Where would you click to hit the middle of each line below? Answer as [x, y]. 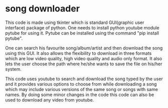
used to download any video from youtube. [50, 100]
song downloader [43, 9]
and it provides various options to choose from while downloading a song [81, 84]
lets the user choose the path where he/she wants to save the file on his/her [84, 64]
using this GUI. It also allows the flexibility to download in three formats [78, 53]
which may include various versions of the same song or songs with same [81, 89]
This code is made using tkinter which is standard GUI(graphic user [75, 22]
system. [13, 69]
